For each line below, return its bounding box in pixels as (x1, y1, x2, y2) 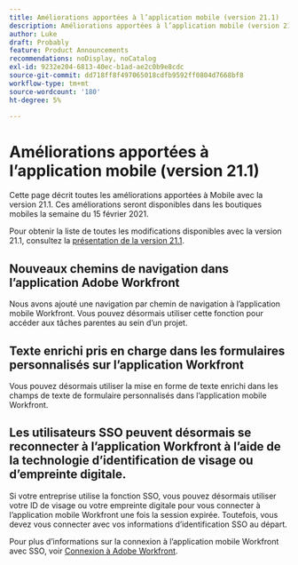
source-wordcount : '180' (9, 87, 101, 96)
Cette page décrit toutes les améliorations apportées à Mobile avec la (9, 190, 263, 201)
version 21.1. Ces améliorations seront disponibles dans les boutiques (9, 199, 263, 210)
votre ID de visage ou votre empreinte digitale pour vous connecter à (9, 499, 261, 511)
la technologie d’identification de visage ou (9, 453, 254, 468)
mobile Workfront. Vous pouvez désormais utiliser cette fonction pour (9, 308, 264, 319)
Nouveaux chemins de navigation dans (9, 261, 229, 276)
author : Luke (9, 29, 58, 38)
